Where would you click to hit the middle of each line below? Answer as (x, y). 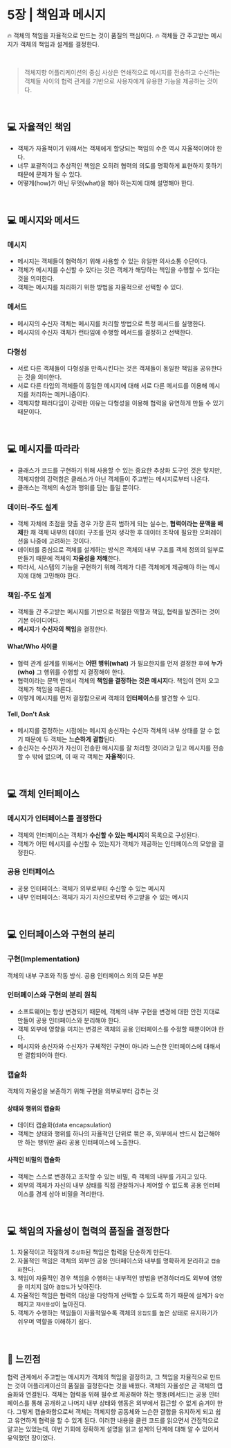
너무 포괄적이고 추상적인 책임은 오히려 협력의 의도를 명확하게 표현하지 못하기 (120, 165)
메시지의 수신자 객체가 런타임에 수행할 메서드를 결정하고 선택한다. (105, 332)
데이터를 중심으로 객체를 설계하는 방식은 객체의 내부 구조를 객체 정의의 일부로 (121, 550)
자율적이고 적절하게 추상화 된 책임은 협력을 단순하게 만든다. (94, 1252)
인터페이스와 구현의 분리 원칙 (52, 995)
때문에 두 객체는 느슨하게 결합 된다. (71, 739)
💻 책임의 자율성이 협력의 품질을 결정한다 (88, 1231)
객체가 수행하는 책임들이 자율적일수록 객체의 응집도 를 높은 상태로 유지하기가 (118, 1313)
